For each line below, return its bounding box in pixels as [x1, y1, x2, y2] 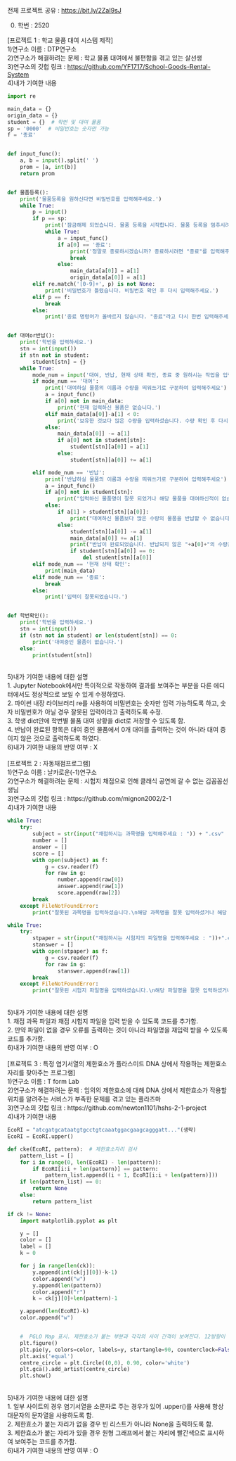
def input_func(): [7, 151, 61, 158]
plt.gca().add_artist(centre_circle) [20, 1366, 131, 1373]
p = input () [32, 208, 68, 216]
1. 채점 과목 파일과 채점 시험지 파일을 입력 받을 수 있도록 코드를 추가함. [7, 1017, 199, 1025]
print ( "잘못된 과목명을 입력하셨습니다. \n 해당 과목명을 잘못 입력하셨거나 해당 [32, 909, 228, 916]
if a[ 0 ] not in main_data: [44, 398, 124, 405]
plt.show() [20, 1372, 52, 1379]
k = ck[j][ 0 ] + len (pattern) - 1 [32, 1295, 118, 1302]
